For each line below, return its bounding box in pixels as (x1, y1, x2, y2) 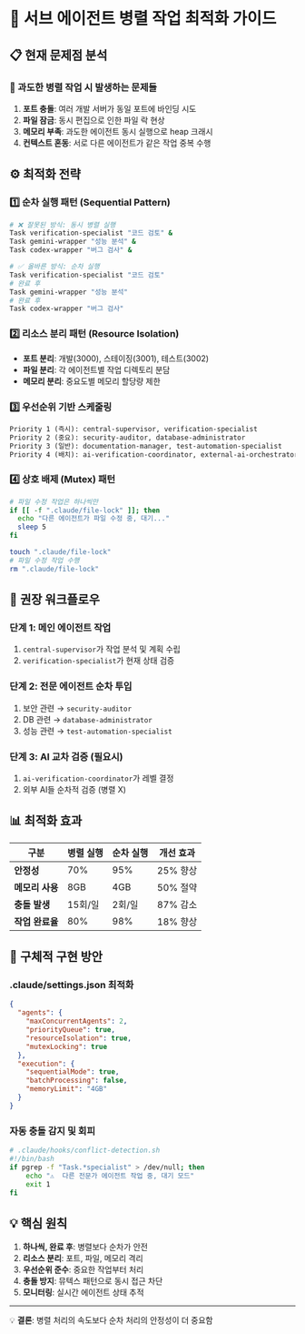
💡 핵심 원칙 (9, 1216, 68, 1231)
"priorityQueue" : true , (25, 1026, 116, 1035)
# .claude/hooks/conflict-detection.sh (9, 1146, 161, 1156)
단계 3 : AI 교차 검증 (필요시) (9, 750, 124, 763)
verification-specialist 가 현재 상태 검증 (22, 655, 175, 666)
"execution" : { (17, 1059, 75, 1068)
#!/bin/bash (9, 1155, 54, 1164)
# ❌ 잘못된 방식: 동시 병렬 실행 (9, 220, 116, 229)
